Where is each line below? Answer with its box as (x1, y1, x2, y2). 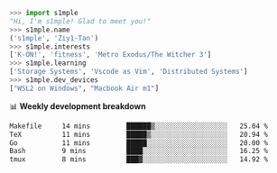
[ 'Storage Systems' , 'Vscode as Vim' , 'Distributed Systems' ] (9, 68, 248, 77)
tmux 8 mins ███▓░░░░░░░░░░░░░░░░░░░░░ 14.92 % (9, 155, 269, 164)
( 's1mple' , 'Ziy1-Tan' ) (9, 33, 99, 42)
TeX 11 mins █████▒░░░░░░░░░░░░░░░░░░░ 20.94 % (9, 130, 269, 139)
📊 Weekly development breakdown (9, 100, 146, 112)
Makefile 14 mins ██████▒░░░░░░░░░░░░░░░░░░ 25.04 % (9, 122, 269, 131)
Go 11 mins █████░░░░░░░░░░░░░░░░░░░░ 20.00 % (9, 138, 269, 148)
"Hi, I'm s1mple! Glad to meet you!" (9, 16, 152, 26)
